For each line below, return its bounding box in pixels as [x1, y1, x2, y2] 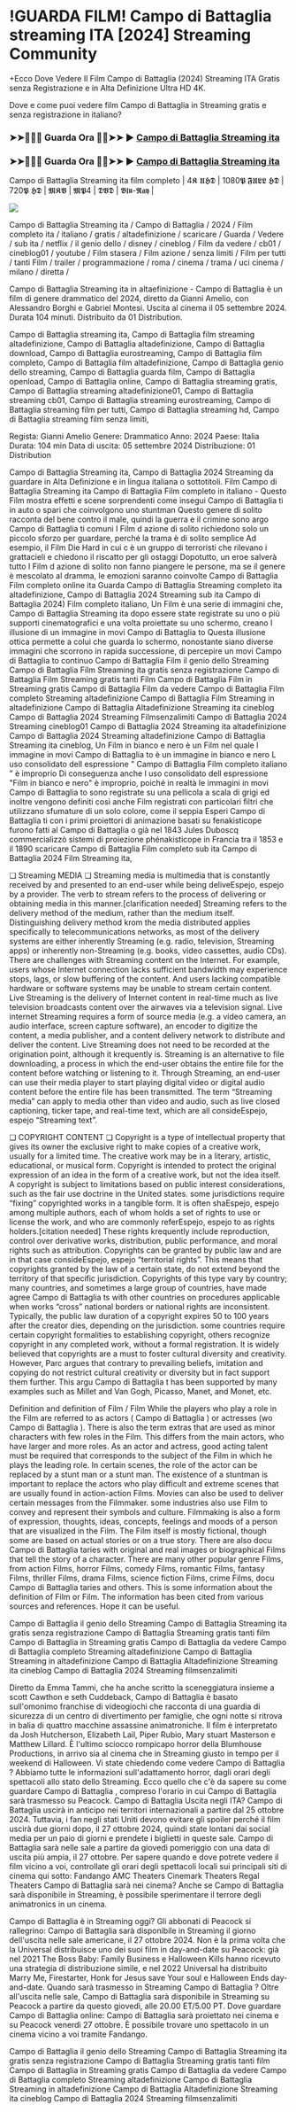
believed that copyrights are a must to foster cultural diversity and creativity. [9, 1348, 287, 1359]
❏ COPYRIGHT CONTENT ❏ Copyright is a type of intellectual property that [9, 1132, 285, 1143]
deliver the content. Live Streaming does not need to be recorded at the [9, 1039, 270, 1051]
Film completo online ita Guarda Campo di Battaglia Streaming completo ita [9, 580, 283, 591]
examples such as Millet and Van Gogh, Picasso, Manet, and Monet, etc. [9, 1386, 272, 1397]
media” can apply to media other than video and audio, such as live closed [9, 1096, 280, 1106]
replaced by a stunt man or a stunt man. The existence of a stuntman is [9, 1469, 268, 1480]
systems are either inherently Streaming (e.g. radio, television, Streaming [9, 936, 275, 947]
